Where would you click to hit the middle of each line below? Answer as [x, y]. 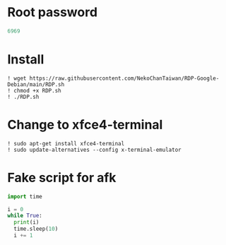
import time [25, 196]
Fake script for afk [62, 178]
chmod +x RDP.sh [37, 90]
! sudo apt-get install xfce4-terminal [66, 143]
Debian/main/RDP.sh [36, 84]
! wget [17, 78]
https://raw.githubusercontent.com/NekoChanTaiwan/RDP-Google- [124, 78]
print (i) [26, 222]
